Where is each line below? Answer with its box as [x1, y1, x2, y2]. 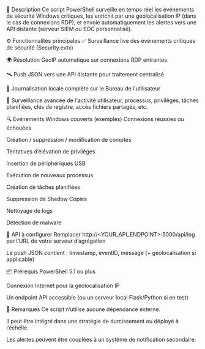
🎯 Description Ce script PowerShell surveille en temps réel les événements [6, 6, 195, 13]
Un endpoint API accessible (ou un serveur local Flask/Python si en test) [6, 294, 188, 301]
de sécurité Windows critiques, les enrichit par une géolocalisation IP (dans [6, 12, 196, 20]
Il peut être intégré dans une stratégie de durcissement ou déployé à [6, 318, 179, 325]
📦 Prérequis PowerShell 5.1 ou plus [6, 268, 96, 275]
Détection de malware [6, 219, 62, 226]
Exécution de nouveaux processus [6, 172, 94, 178]
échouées [6, 124, 32, 131]
